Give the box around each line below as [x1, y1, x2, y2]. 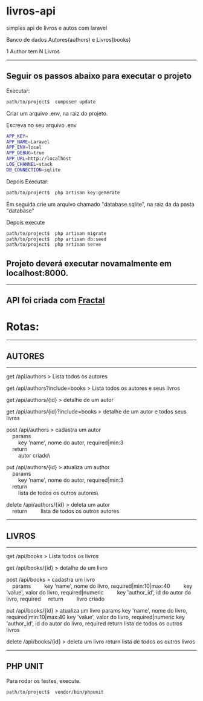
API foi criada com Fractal [6, 295, 105, 306]
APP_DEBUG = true [6, 150, 45, 156]
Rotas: [6, 320, 39, 334]
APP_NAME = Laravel [6, 139, 50, 145]
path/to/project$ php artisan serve [6, 242, 101, 248]
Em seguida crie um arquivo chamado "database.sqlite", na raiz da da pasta [6, 200, 195, 208]
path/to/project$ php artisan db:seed [6, 236, 107, 242]
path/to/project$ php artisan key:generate [6, 189, 120, 196]
